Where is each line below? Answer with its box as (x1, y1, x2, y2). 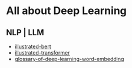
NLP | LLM (6, 28, 44, 38)
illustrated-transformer (14, 49, 70, 56)
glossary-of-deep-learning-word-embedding (14, 56, 124, 62)
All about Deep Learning (6, 4, 127, 18)
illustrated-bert (14, 43, 51, 50)
